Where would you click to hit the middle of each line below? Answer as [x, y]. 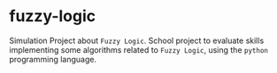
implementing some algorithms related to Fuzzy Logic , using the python [138, 49]
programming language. [53, 59]
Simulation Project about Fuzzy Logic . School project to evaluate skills [137, 40]
